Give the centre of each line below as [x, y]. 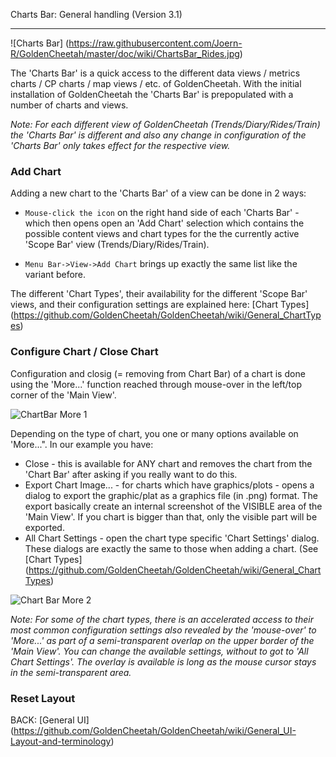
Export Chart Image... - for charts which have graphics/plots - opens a [169, 485]
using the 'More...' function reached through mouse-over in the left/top [156, 384]
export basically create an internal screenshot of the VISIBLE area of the [173, 506]
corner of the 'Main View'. [63, 395]
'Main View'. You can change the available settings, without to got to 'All [159, 651]
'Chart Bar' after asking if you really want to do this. [131, 474]
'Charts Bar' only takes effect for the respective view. [120, 145]
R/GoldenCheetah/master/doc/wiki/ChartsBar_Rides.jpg [125, 53]
